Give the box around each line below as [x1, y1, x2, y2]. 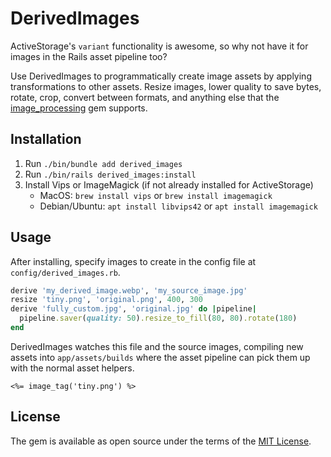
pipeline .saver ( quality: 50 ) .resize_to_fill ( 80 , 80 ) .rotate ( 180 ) [19, 313, 298, 324]
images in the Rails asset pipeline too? [10, 50, 168, 62]
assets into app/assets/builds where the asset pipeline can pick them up [10, 351, 311, 363]
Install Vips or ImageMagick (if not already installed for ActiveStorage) [24, 178, 314, 191]
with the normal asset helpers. [10, 362, 135, 374]
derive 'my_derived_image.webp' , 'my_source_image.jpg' [10, 285, 248, 296]
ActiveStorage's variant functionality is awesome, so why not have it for [10, 40, 309, 52]
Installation [10, 131, 82, 148]
